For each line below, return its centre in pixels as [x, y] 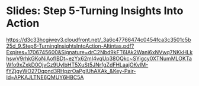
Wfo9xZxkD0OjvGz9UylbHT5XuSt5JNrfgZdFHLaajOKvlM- [77, 64]
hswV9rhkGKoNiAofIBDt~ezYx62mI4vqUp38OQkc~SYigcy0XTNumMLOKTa [99, 58]
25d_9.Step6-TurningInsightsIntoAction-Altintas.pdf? [70, 46]
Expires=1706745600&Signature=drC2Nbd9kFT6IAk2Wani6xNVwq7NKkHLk [99, 52]
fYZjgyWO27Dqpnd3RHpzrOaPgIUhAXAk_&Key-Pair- [71, 71]
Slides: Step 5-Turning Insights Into [95, 11]
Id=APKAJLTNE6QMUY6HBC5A [45, 77]
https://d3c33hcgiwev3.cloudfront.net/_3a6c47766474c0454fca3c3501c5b [99, 39]
